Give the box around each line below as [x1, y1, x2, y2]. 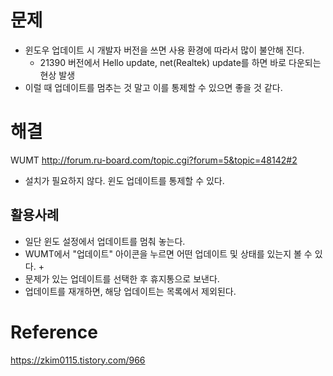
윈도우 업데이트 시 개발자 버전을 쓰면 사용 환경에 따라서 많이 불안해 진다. [24, 44, 305, 56]
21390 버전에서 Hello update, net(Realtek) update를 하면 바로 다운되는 [39, 56, 322, 68]
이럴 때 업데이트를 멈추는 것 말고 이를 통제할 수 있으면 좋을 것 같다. [24, 81, 283, 93]
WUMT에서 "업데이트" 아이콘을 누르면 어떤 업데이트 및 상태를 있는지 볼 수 [24, 247, 313, 260]
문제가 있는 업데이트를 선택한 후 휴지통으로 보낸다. [24, 272, 220, 285]
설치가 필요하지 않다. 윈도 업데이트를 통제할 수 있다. [24, 174, 225, 186]
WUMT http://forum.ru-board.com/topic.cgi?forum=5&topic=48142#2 [10, 154, 298, 166]
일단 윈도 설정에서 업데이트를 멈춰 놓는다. [24, 235, 186, 247]
